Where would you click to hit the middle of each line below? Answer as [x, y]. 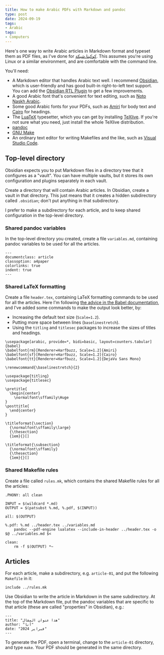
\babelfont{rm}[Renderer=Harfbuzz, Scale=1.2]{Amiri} [61, 351]
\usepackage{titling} [27, 376]
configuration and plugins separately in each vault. [56, 181]
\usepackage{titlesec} [28, 381]
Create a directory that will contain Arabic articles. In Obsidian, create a [77, 190]
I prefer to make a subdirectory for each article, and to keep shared [73, 210]
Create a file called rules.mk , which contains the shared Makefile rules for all [82, 481]
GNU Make [23, 132]
